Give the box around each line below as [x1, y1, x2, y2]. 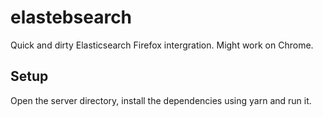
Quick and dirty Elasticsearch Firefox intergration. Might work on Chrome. [10, 39, 314, 51]
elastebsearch [10, 6, 133, 29]
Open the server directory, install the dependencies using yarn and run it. [10, 94, 312, 106]
